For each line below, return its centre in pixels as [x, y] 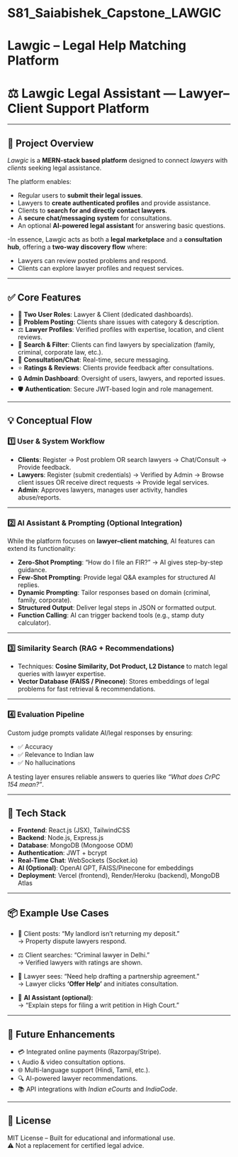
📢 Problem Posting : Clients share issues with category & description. [118, 322]
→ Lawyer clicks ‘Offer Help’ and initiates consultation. [98, 984]
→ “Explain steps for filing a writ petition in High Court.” [98, 1005]
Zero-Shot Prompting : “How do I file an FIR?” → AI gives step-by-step [120, 562]
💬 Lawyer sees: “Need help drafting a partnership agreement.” [108, 976]
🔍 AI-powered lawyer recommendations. [78, 1078]
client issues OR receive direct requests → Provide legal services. [113, 482]
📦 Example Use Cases [58, 913]
